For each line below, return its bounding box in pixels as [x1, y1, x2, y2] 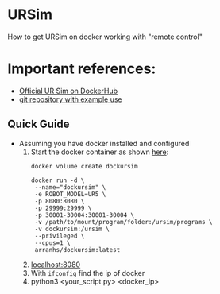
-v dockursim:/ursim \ [34, 225, 110, 233]
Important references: [7, 60, 156, 78]
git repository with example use [18, 94, 122, 104]
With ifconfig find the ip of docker [30, 268, 145, 277]
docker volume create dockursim [30, 162, 138, 170]
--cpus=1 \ [34, 238, 71, 247]
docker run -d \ [30, 176, 85, 184]
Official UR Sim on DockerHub [18, 86, 118, 95]
